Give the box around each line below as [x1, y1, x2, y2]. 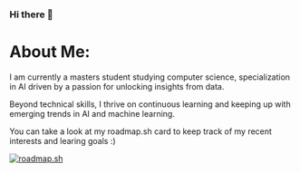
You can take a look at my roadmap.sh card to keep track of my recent [9, 126, 272, 137]
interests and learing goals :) [9, 135, 116, 146]
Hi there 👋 [9, 8, 54, 21]
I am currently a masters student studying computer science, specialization [9, 72, 291, 82]
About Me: [9, 42, 91, 62]
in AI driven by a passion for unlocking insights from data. [9, 81, 225, 91]
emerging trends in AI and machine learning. [9, 108, 175, 119]
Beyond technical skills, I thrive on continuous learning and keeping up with [9, 99, 292, 110]
